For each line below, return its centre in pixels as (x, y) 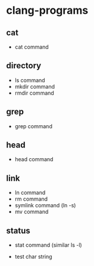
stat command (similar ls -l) (48, 245)
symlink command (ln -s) (45, 205)
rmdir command (35, 93)
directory (24, 66)
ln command (30, 193)
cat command (32, 47)
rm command (31, 199)
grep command (33, 126)
